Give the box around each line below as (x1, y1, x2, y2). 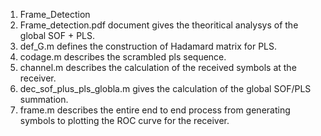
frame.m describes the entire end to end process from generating (19, 104, 291, 116)
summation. (19, 94, 69, 105)
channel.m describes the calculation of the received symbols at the (19, 62, 297, 73)
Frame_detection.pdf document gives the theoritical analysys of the (19, 19, 299, 31)
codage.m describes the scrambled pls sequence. (19, 51, 227, 63)
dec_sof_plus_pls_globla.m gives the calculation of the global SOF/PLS (19, 83, 312, 94)
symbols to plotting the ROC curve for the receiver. (19, 115, 230, 126)
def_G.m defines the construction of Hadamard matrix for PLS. (19, 40, 278, 52)
